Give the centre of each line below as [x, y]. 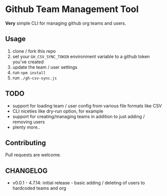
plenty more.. [26, 127]
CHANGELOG [26, 171]
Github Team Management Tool [72, 9]
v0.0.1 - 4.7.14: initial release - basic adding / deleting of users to [79, 183]
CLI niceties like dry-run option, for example [58, 111]
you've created [28, 62]
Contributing [26, 142]
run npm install [29, 72]
